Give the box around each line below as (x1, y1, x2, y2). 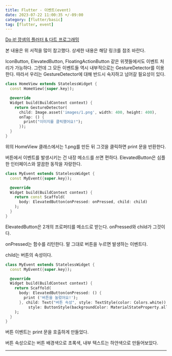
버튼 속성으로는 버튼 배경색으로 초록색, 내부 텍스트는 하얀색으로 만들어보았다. (5, 340, 159, 346)
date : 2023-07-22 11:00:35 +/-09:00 (5, 12, 83, 17)
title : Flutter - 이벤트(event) (5, 7, 71, 13)
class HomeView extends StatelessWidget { (5, 82, 97, 87)
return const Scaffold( (14, 194, 66, 200)
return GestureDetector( (14, 105, 68, 110)
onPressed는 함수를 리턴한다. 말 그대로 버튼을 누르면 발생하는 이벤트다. (5, 241, 148, 247)
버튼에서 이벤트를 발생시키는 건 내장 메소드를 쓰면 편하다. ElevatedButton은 (5, 154, 156, 161)
